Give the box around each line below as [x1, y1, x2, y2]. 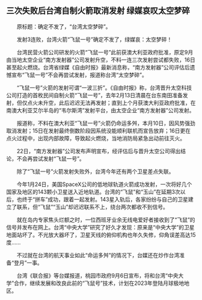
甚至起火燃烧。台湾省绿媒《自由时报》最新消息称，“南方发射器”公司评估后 [6, 63, 191, 71]
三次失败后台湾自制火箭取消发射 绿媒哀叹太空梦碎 [6, 5, 190, 16]
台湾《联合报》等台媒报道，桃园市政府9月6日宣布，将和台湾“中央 [16, 272, 179, 279]
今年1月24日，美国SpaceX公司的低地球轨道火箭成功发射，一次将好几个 [16, 180, 192, 188]
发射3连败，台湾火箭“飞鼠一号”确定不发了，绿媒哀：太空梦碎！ [16, 36, 173, 43]
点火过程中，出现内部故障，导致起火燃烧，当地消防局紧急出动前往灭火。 [6, 135, 185, 142]
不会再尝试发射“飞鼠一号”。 [16, 155, 85, 162]
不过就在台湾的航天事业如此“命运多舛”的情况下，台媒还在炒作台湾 [16, 251, 180, 258]
